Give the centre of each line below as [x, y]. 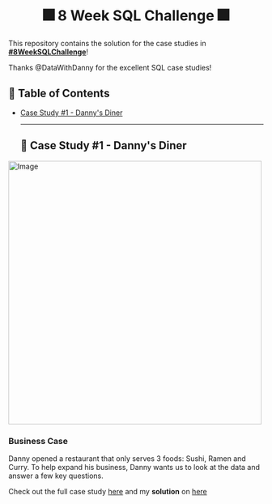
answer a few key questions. [56, 476]
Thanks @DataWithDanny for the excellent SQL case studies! [110, 68]
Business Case [38, 441]
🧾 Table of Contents [59, 93]
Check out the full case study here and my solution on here [108, 492]
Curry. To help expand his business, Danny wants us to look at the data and [134, 468]
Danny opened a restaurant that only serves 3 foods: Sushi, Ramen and [127, 459]
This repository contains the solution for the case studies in [107, 44]
